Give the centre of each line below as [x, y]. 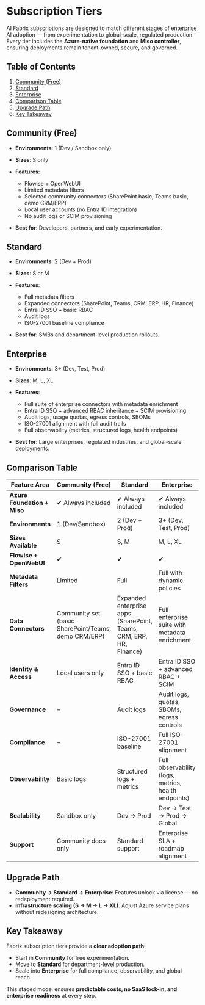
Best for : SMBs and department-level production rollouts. [87, 335]
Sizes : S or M [32, 274]
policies [170, 588]
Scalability [25, 815]
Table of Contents [41, 67]
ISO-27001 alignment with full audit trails [75, 424]
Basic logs [72, 779]
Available [23, 546]
